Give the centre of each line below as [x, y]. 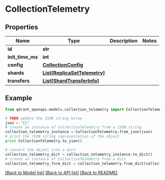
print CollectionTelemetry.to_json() [44, 141]
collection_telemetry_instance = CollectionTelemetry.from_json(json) [79, 132]
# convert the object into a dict [41, 150]
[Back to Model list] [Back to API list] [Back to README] [61, 173]
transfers [19, 81]
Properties [22, 27]
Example [19, 98]
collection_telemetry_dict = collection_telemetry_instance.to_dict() [79, 154]
